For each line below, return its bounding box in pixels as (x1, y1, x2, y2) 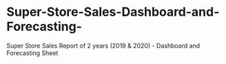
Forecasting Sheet (6, 49, 59, 57)
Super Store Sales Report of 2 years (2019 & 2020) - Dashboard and (6, 41, 201, 50)
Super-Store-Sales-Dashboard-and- (6, 4, 220, 20)
